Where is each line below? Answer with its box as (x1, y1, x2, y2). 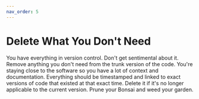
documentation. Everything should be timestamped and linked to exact (6, 73, 181, 81)
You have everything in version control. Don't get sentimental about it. (6, 54, 179, 61)
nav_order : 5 (6, 8, 39, 15)
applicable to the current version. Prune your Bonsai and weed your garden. (6, 86, 194, 93)
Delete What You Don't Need (6, 34, 151, 48)
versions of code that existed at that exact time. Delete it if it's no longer (6, 79, 184, 86)
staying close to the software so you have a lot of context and (6, 67, 159, 74)
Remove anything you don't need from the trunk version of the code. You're (6, 60, 193, 67)
